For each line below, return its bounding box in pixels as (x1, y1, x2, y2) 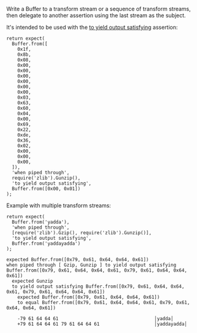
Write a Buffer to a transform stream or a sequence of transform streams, (6, 6, 191, 12)
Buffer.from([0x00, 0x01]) (12, 186, 81, 192)
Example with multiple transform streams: (6, 202, 111, 209)
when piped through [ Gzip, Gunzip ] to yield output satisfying (6, 262, 176, 268)
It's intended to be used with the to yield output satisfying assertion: (6, 24, 178, 31)
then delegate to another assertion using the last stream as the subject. (6, 12, 186, 19)
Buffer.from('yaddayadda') (12, 240, 81, 247)
